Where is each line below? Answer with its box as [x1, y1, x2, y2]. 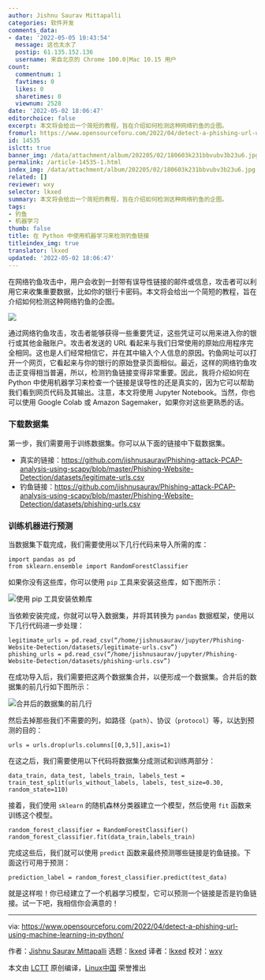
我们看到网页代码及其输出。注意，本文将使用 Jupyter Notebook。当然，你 [8, 387, 248, 397]
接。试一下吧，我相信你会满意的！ [8, 899, 119, 908]
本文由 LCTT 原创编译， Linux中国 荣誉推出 [8, 963, 147, 973]
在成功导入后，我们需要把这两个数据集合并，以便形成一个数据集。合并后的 [8, 673, 250, 682]
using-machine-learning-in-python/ [8, 930, 125, 940]
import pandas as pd [8, 556, 77, 563]
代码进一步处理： [28, 621, 84, 631]
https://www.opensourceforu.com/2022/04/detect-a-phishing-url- [21, 922, 239, 931]
